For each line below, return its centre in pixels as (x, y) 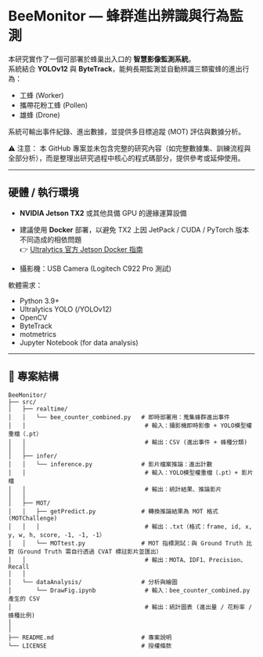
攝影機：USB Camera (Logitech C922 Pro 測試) (95, 268)
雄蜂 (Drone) (40, 115)
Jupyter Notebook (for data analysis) (79, 342)
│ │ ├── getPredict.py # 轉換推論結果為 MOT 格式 (113, 511)
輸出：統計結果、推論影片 (187, 489)
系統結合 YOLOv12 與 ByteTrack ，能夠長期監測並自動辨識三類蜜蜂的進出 (125, 68)
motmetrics (38, 334)
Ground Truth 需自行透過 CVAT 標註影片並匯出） (91, 551)
